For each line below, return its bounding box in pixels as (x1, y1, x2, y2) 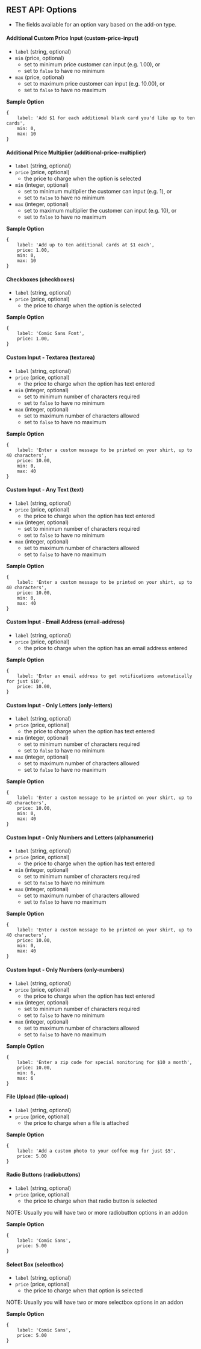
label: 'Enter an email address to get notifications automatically (17, 673, 193, 680)
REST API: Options (6, 5, 77, 15)
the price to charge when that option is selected (23, 1287, 143, 1294)
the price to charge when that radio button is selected (23, 1197, 158, 1204)
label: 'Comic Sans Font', (17, 331, 85, 337)
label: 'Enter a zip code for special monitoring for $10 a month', (17, 1059, 193, 1065)
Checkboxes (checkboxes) (6, 275, 75, 283)
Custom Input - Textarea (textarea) (6, 354, 95, 361)
